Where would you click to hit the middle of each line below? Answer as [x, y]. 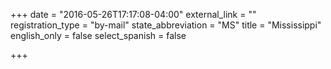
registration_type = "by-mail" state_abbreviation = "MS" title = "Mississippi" [166, 25]
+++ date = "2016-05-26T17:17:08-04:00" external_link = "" [133, 14]
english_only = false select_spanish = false [98, 35]
